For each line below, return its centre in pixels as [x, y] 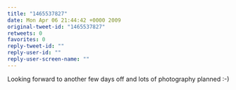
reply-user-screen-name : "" [49, 59]
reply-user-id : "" [34, 53]
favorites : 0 [26, 40]
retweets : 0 [25, 33]
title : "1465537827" [38, 14]
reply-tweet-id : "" [36, 46]
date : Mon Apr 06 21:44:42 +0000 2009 [64, 20]
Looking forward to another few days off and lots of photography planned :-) [118, 79]
